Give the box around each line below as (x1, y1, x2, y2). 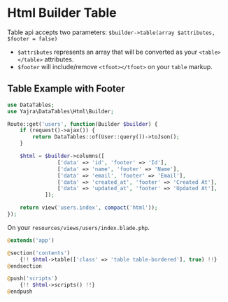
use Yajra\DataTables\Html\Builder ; (7, 108, 114, 115)
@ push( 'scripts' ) (7, 275, 58, 282)
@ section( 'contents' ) (7, 250, 71, 257)
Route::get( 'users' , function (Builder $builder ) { (7, 120, 158, 127)
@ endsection (7, 262, 42, 270)
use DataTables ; (7, 101, 55, 108)
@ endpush (7, 288, 33, 295)
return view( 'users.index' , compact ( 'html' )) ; (20, 204, 158, 211)
